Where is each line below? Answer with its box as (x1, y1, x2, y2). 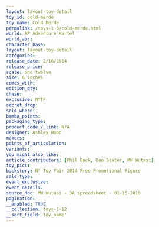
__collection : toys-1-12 (6, 206, 67, 213)
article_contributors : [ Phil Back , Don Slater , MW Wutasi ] (6, 157, 154, 163)
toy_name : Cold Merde (6, 20, 59, 25)
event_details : (6, 184, 44, 190)
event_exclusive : (6, 179, 49, 185)
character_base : (6, 42, 46, 48)
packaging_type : (6, 119, 46, 125)
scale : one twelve (6, 69, 51, 75)
